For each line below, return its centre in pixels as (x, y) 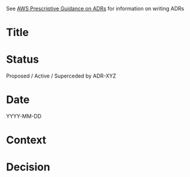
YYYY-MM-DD (24, 116)
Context (26, 140)
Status (23, 59)
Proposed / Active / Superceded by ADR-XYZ (61, 76)
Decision (28, 167)
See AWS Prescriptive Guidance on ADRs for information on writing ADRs (95, 9)
